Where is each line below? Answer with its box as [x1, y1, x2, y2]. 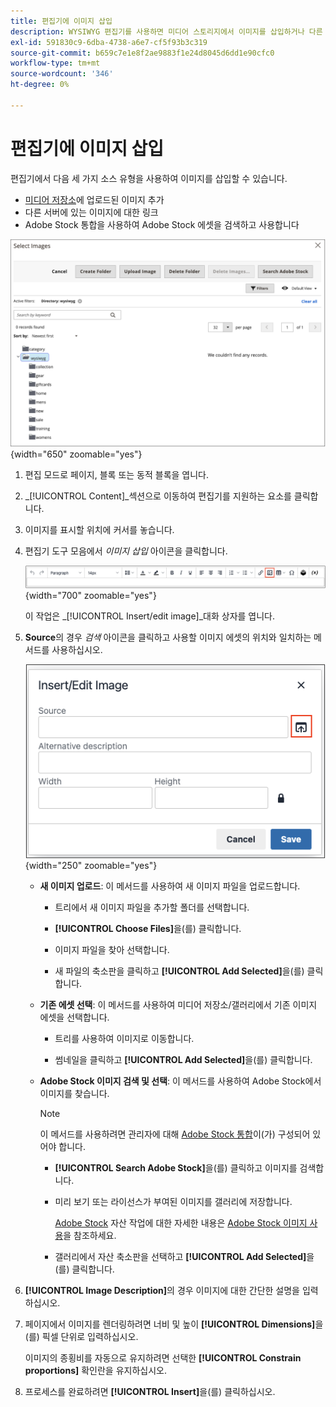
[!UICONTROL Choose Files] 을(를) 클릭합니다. [54, 922, 242, 934]
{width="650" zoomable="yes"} [10, 448, 143, 460]
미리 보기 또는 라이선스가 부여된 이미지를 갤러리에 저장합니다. [54, 1195, 293, 1207]
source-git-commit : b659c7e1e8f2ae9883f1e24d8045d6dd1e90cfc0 [10, 48, 275, 58]
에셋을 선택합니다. [39, 1011, 110, 1023]
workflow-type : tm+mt [10, 58, 101, 69]
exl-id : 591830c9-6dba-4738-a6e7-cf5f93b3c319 [10, 37, 208, 47]
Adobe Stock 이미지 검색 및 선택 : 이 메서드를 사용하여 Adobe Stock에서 [39, 1075, 322, 1087]
